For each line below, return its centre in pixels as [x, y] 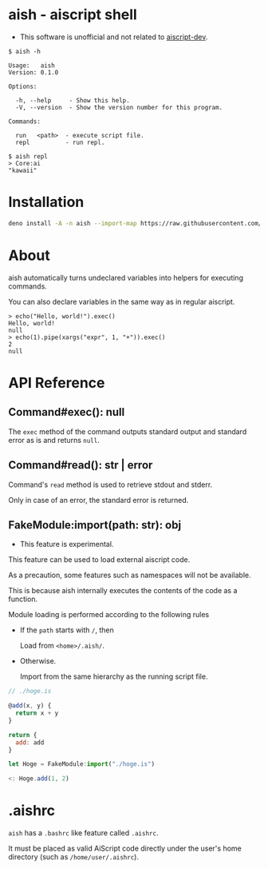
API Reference [57, 383]
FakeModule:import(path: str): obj [95, 525]
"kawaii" [23, 170]
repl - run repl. [60, 142]
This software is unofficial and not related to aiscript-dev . [114, 37]
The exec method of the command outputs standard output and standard [128, 431]
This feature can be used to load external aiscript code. [99, 560]
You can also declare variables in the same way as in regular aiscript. [122, 301]
